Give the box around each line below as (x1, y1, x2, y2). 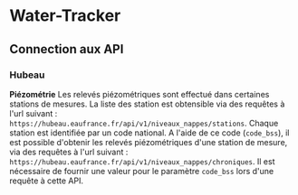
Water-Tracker (9, 5, 121, 26)
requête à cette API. (9, 175, 84, 186)
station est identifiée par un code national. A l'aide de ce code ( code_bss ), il (9, 127, 290, 138)
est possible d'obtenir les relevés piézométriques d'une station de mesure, (9, 136, 288, 147)
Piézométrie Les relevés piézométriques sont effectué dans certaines (9, 88, 270, 99)
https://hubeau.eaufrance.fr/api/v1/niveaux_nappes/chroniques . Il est (9, 155, 275, 167)
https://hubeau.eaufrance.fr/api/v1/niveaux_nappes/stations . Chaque (9, 117, 279, 128)
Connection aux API (9, 42, 124, 57)
